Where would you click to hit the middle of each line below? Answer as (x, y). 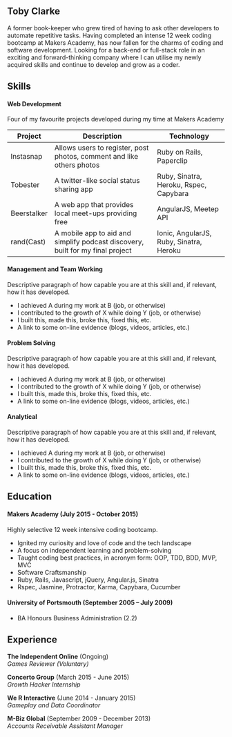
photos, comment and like (96, 157)
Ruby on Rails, (180, 153)
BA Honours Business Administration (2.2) (77, 618)
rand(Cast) (28, 242)
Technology (189, 136)
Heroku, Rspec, (182, 185)
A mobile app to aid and (93, 233)
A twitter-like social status (97, 181)
